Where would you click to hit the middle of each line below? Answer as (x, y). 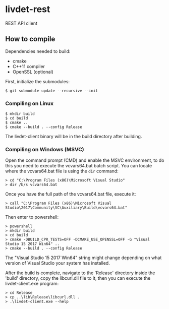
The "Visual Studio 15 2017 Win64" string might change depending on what (83, 258)
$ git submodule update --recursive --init (52, 91)
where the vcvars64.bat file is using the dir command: (62, 171)
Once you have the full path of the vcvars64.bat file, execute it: (71, 194)
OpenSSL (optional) (33, 72)
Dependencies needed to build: (38, 51)
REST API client (21, 23)
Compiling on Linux (30, 103)
